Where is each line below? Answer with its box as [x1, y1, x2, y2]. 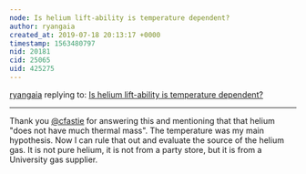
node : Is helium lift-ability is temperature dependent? [9, 13, 230, 23]
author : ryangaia [9, 22, 76, 31]
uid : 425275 [9, 65, 55, 74]
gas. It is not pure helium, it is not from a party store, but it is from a [9, 144, 262, 155]
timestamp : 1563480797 [9, 38, 96, 48]
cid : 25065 [9, 56, 51, 65]
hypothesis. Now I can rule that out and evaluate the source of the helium [9, 134, 285, 146]
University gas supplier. [9, 154, 98, 165]
